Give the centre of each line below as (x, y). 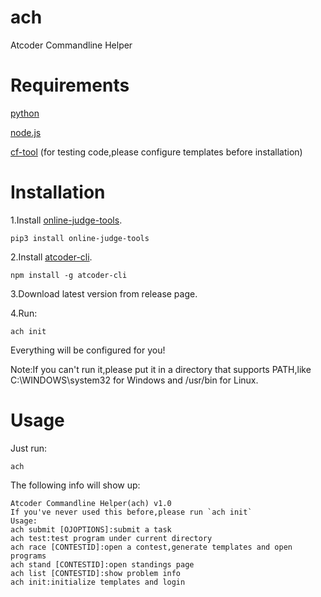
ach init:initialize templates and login (98, 582)
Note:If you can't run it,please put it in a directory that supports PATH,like (161, 369)
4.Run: (24, 313)
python (25, 113)
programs (28, 556)
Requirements (70, 85)
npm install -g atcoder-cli (69, 275)
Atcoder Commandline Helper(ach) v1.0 (91, 503)
